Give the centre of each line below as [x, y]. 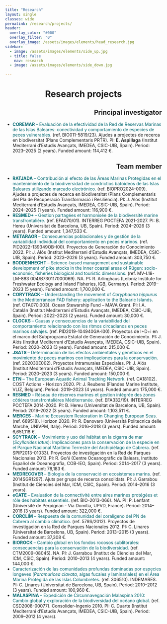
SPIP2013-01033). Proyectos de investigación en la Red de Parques [81, 453]
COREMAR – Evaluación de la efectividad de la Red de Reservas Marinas [87, 124]
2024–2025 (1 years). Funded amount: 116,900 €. [63, 210]
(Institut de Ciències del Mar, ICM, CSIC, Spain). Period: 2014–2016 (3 [83, 484]
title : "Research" [24, 10]
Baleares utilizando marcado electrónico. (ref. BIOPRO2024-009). [80, 189]
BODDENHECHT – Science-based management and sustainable [78, 263]
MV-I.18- [146, 273]
